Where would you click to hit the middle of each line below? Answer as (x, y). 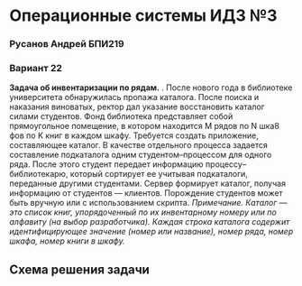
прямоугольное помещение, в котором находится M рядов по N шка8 (144, 126)
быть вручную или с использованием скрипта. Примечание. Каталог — (148, 203)
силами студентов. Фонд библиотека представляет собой (121, 116)
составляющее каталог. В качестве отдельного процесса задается (138, 145)
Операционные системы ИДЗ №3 (143, 16)
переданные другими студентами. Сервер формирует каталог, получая (148, 184)
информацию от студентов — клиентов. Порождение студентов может (146, 193)
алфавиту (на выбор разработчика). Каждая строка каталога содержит (150, 222)
